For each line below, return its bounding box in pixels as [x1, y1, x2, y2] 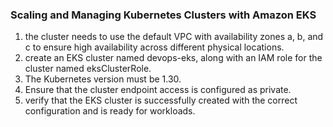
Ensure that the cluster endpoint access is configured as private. [24, 84, 292, 96]
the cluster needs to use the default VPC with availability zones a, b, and [24, 31, 324, 43]
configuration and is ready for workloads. [24, 105, 196, 117]
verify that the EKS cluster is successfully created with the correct [24, 94, 298, 107]
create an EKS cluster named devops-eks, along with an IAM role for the [24, 52, 323, 64]
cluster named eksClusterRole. [24, 63, 152, 75]
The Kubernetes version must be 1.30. [24, 73, 182, 85]
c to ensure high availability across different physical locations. [24, 41, 285, 53]
